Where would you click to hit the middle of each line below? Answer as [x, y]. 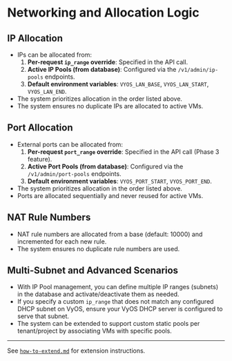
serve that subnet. [43, 316]
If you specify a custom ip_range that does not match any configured [115, 302]
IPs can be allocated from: [54, 55]
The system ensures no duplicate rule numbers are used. [98, 248]
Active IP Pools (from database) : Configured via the [102, 69]
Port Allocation [40, 128]
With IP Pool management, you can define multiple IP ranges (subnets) [118, 287]
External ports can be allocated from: [70, 144]
